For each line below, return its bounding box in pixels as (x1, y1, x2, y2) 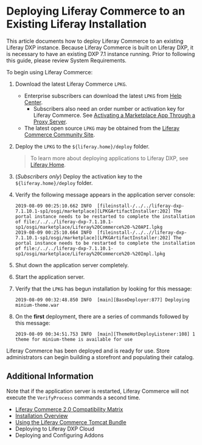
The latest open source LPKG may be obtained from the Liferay (24, 124, 179, 131)
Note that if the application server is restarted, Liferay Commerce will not (6, 387, 189, 394)
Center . (24, 99, 43, 106)
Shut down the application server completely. (15, 261, 129, 268)
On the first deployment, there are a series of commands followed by (15, 312, 189, 320)
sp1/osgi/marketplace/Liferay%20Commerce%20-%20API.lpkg (15, 224, 163, 230)
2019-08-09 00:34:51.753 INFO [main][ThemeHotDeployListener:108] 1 (15, 331, 196, 337)
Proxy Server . (33, 117, 68, 125)
